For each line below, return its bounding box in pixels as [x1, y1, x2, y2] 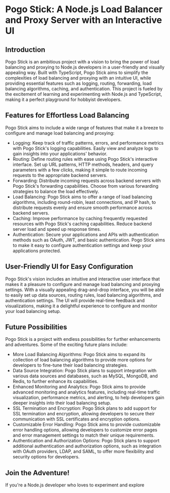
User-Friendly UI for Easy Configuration [5, 262, 133, 271]
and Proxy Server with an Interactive [5, 14, 162, 26]
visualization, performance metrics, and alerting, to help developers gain [12, 395, 165, 401]
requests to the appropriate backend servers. [12, 172, 108, 178]
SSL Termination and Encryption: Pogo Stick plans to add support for [12, 405, 157, 411]
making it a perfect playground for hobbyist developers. [5, 96, 122, 102]
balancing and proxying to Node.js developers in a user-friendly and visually [5, 64, 165, 70]
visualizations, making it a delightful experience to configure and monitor [5, 303, 157, 309]
